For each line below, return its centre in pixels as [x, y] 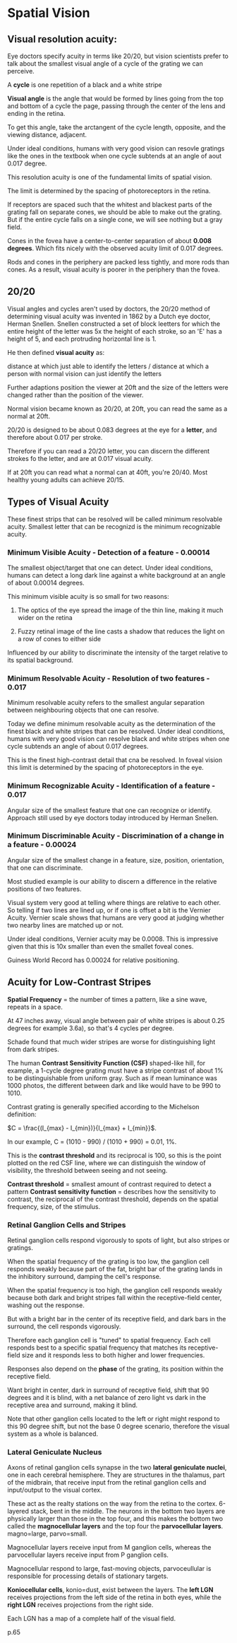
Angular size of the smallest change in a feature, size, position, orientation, [116, 860]
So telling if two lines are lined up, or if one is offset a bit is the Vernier [109, 910]
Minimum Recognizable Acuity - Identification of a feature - [111, 786]
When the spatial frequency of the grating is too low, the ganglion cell [108, 1261]
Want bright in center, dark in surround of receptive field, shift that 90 [108, 1390]
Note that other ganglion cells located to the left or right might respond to [114, 1418]
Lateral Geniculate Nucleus [55, 1452]
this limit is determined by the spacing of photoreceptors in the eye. [106, 768]
